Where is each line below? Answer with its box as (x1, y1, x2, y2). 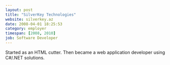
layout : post (5, 7, 33, 13)
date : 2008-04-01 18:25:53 (5, 21, 63, 27)
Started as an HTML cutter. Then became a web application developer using (5, 49, 165, 55)
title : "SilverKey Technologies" (5, 12, 76, 17)
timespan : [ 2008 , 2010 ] (5, 31, 56, 36)
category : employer (5, 26, 47, 31)
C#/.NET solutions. (5, 54, 45, 60)
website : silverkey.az (5, 17, 53, 22)
